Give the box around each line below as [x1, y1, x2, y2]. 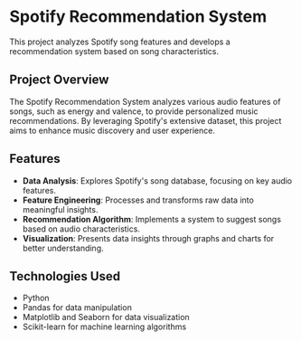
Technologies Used [9, 269, 120, 284]
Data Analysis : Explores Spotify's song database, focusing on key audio [22, 175, 293, 186]
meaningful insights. [22, 204, 99, 214]
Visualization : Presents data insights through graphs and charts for [22, 232, 275, 243]
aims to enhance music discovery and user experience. [9, 125, 215, 136]
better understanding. [22, 242, 104, 253]
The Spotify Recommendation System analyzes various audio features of [9, 96, 281, 107]
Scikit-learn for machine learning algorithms [22, 321, 187, 332]
